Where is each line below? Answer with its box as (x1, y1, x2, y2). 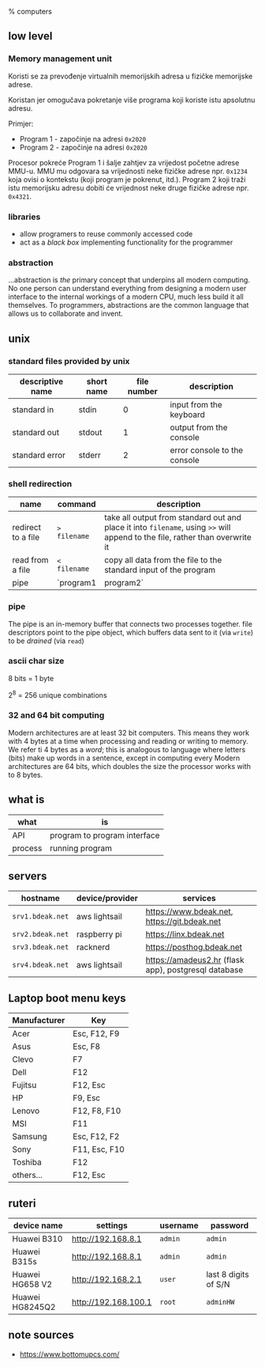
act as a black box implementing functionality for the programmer (19, 237, 233, 247)
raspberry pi (76, 929, 122, 940)
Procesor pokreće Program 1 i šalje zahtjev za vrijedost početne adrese (8, 157, 240, 167)
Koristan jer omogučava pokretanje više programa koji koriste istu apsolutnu (8, 95, 256, 104)
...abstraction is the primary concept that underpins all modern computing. (8, 275, 251, 285)
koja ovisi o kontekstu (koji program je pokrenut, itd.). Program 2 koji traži (8, 174, 246, 184)
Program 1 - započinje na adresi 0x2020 (19, 134, 147, 143)
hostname (21, 893, 61, 904)
